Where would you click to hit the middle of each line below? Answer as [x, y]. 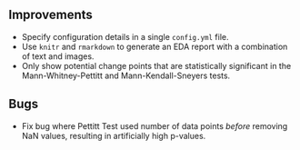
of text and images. [58, 56]
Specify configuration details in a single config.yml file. [125, 36]
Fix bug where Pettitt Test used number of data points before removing [155, 125]
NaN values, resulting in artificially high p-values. [114, 135]
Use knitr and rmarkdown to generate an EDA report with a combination [155, 46]
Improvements [50, 15]
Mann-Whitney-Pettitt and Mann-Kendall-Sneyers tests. [126, 75]
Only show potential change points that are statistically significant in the [156, 65]
